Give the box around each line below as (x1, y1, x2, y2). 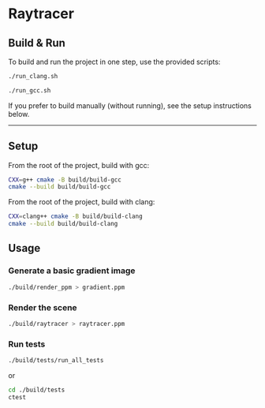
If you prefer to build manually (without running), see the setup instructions (8, 100, 252, 110)
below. (8, 109, 30, 118)
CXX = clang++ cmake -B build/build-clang (8, 212, 144, 221)
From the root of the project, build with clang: (8, 197, 155, 207)
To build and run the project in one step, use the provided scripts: (8, 57, 221, 66)
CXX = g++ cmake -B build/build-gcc (8, 175, 122, 184)
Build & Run (8, 36, 65, 50)
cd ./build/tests (8, 386, 65, 394)
